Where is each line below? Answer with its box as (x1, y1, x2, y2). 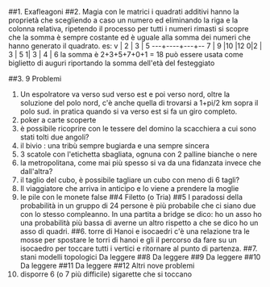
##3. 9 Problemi (8, 74, 62, 83)
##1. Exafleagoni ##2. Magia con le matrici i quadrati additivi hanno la (8, 7, 239, 16)
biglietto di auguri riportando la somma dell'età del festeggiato (8, 58, 215, 68)
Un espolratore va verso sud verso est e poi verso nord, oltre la (19, 89, 231, 99)
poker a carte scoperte (19, 115, 97, 124)
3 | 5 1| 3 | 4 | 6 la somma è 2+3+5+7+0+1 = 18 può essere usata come (8, 50, 243, 59)
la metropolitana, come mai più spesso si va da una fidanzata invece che (19, 158, 262, 168)
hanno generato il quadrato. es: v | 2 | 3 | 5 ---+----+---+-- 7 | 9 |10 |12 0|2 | (8, 41, 263, 51)
